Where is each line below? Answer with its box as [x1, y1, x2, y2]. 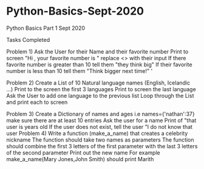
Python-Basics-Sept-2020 [6, 4, 144, 18]
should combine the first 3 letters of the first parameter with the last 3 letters [6, 142, 198, 150]
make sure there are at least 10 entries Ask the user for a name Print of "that [6, 117, 197, 124]
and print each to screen [6, 98, 68, 106]
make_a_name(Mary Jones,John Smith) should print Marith [6, 155, 154, 162]
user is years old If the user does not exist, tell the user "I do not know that [6, 123, 193, 130]
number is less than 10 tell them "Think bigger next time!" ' [6, 67, 153, 74]
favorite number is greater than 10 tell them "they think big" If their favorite [6, 61, 192, 68]
